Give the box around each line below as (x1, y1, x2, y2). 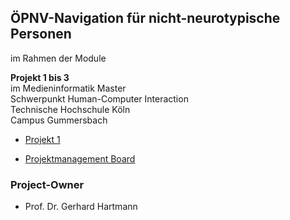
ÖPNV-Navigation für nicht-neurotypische (10, 10, 281, 27)
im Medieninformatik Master (10, 82, 127, 94)
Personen (10, 26, 72, 43)
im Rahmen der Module (10, 52, 107, 64)
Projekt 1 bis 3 (10, 71, 70, 83)
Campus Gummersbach (10, 114, 108, 126)
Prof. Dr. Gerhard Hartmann (24, 201, 138, 213)
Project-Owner (10, 177, 85, 191)
